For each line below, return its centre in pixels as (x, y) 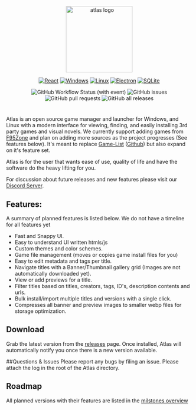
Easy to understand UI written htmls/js (61, 242)
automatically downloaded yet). (53, 274)
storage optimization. (40, 311)
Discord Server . (25, 186)
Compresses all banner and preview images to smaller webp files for (98, 305)
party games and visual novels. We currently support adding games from (95, 131)
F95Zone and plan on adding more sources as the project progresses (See (97, 138)
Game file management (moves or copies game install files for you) (96, 255)
